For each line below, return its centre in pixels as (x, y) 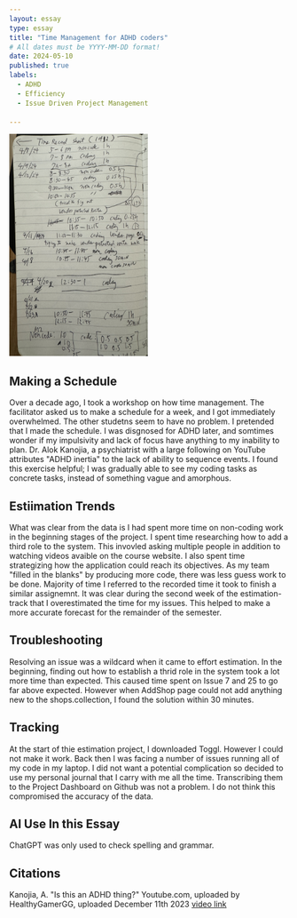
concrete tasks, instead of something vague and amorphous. (121, 478)
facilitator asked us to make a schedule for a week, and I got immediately (142, 412)
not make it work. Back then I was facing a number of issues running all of (145, 758)
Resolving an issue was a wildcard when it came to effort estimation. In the (146, 661)
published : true (39, 66)
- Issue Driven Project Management (83, 103)
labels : (23, 76)
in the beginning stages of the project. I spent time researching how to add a (149, 537)
